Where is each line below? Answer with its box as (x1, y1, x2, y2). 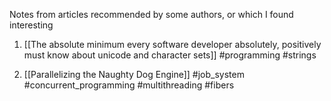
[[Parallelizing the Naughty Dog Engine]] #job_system (23, 69, 245, 80)
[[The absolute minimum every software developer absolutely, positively (23, 39, 322, 50)
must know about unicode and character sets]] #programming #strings (23, 49, 317, 61)
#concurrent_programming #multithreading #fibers (23, 79, 235, 91)
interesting (9, 19, 54, 31)
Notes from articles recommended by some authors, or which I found (9, 9, 294, 20)
